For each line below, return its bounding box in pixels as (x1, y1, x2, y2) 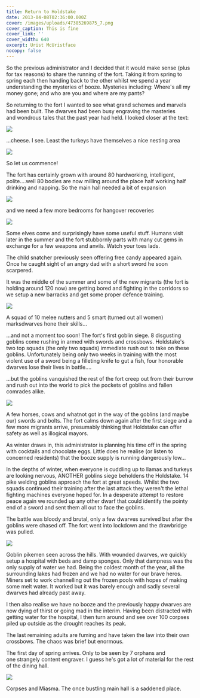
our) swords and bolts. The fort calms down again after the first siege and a (6, 417, 192, 424)
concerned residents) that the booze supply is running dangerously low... (6, 454, 186, 461)
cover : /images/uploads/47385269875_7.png (6, 20, 113, 26)
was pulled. (6, 528, 35, 535)
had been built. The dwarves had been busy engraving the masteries (6, 107, 176, 114)
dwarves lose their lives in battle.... (6, 363, 92, 371)
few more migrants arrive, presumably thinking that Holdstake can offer (6, 423, 182, 430)
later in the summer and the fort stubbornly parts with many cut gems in (6, 236, 183, 243)
